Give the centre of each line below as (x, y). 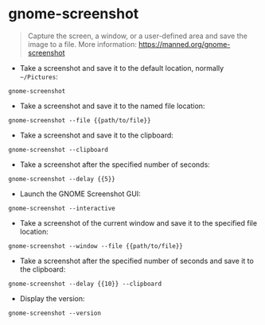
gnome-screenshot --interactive (62, 208)
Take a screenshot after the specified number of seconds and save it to (137, 261)
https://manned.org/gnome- (184, 44)
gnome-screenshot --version (55, 313)
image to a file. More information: (82, 44)
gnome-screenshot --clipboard (58, 149)
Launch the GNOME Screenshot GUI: (80, 193)
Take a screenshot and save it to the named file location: (112, 106)
